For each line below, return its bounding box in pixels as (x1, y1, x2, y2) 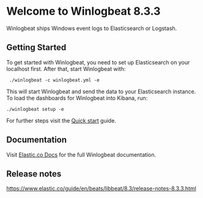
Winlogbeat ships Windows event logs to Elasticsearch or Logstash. (6, 25, 177, 32)
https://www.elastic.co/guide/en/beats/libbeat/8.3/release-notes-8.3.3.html (6, 185, 197, 192)
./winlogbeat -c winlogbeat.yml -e (9, 77, 100, 83)
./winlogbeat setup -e (6, 106, 64, 112)
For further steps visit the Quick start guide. (6, 116, 116, 124)
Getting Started (6, 42, 67, 53)
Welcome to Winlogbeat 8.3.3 (6, 4, 161, 18)
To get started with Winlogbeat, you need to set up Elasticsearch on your (6, 58, 190, 66)
